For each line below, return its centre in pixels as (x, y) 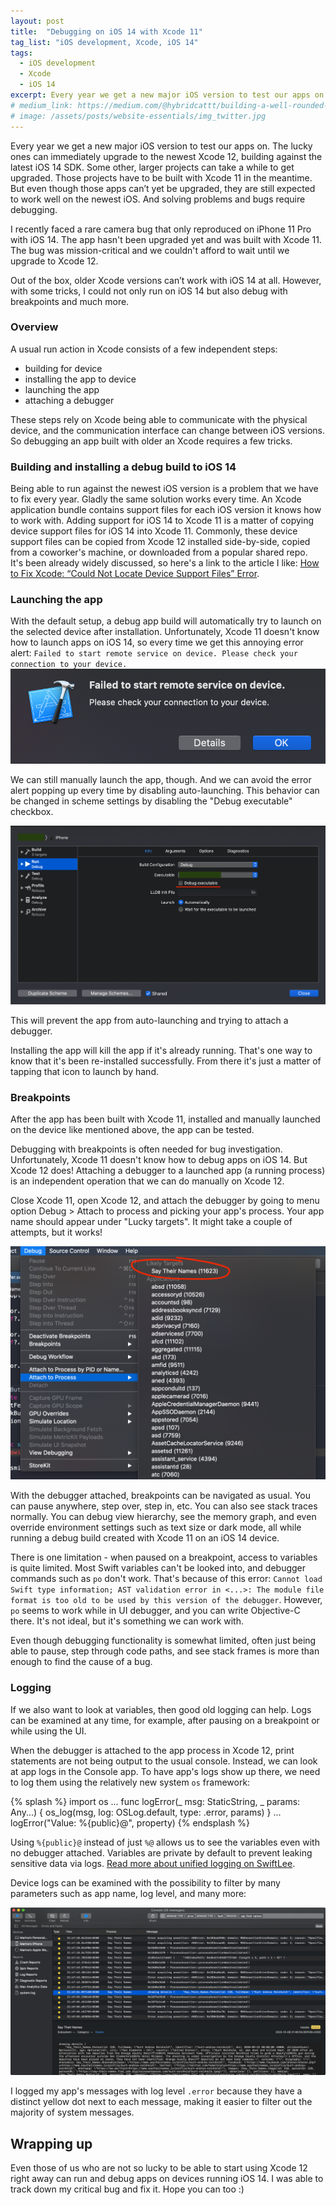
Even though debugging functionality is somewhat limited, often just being (163, 1641)
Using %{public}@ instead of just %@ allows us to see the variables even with (165, 1842)
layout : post (37, 21)
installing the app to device (80, 379)
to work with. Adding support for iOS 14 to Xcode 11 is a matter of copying (162, 521)
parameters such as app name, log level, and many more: (128, 1893)
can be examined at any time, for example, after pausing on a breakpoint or (165, 1720)
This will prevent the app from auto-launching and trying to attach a (149, 1021)
